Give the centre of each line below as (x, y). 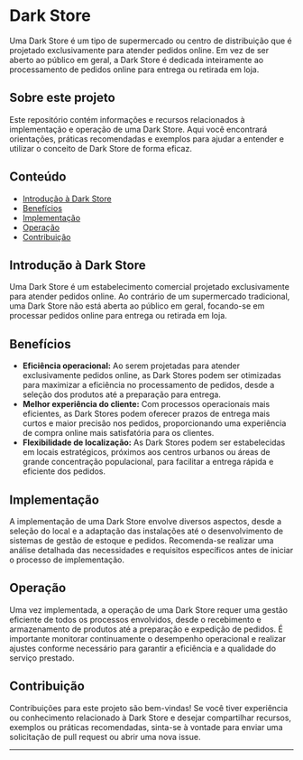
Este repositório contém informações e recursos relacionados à (127, 119)
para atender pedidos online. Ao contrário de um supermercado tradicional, (150, 297)
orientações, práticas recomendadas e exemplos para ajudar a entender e (147, 139)
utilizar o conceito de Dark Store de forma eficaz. (101, 148)
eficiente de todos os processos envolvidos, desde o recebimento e (135, 619)
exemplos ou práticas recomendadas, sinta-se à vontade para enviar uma (146, 727)
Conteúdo (38, 177)
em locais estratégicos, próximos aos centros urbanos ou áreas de (146, 452)
